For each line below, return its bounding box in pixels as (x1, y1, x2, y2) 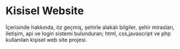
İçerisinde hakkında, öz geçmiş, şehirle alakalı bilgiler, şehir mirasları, (5, 24, 175, 31)
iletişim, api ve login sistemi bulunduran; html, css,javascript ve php (5, 30, 171, 37)
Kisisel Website (5, 4, 84, 18)
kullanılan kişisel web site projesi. (5, 36, 88, 43)
